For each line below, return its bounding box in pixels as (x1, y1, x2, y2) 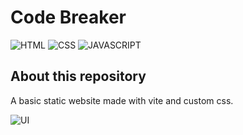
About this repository (10, 68, 147, 85)
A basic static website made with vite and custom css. (10, 94, 234, 106)
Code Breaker (10, 6, 127, 29)
